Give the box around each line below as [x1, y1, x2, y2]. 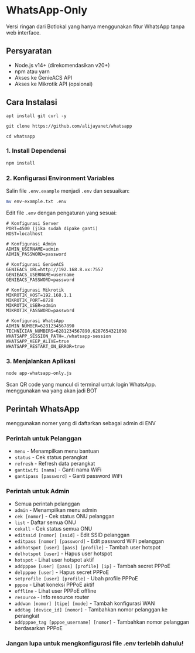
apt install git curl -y [6, 112, 67, 119]
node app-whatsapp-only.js [6, 370, 72, 377]
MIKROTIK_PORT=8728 [6, 297, 54, 303]
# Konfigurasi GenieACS [6, 261, 64, 267]
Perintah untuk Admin [6, 487, 70, 495]
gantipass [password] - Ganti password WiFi [14, 473, 123, 480]
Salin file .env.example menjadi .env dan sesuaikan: [6, 187, 130, 194]
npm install [6, 160, 35, 166]
